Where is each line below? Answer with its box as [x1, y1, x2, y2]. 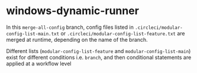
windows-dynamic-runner [6, 4, 139, 18]
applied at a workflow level [6, 60, 72, 67]
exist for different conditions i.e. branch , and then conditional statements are [6, 54, 192, 61]
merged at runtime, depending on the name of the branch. [6, 36, 148, 43]
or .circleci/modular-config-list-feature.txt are [60, 29, 185, 36]
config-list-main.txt [6, 31, 60, 36]
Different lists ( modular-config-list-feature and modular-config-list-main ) [6, 47, 191, 54]
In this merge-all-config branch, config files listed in [6, 24, 134, 31]
